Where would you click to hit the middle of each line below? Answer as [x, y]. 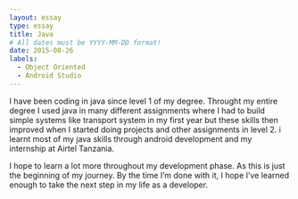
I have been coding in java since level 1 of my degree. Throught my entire [144, 101]
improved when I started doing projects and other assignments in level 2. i [145, 129]
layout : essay [36, 17]
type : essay [31, 26]
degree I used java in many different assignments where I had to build [137, 110]
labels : [24, 59]
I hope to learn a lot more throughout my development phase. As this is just [147, 165]
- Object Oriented [52, 68]
